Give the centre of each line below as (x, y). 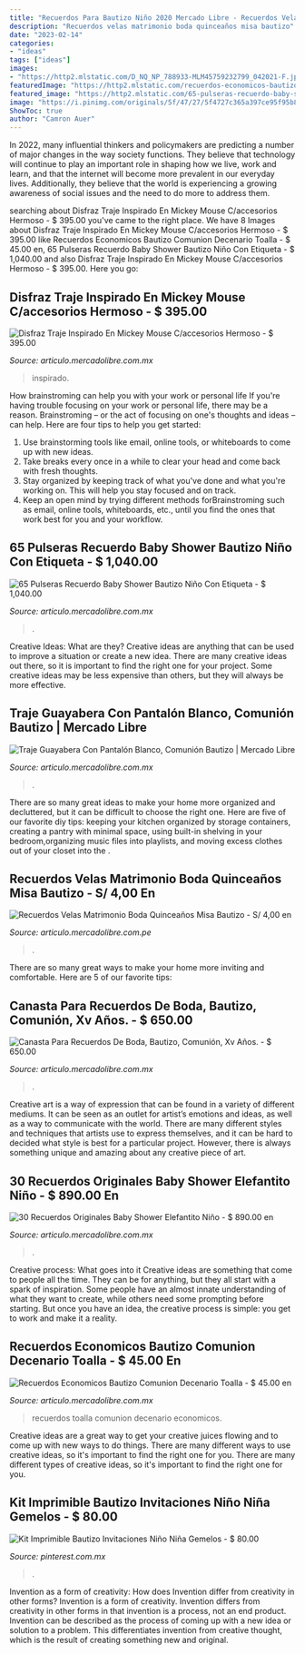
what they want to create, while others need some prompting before (137, 1299)
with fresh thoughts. (60, 471)
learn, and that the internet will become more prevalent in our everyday (142, 174)
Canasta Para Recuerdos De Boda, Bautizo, (133, 1005)
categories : (32, 43)
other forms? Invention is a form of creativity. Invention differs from (135, 1601)
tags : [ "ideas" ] (40, 60)
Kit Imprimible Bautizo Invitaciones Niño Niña (140, 1503)
